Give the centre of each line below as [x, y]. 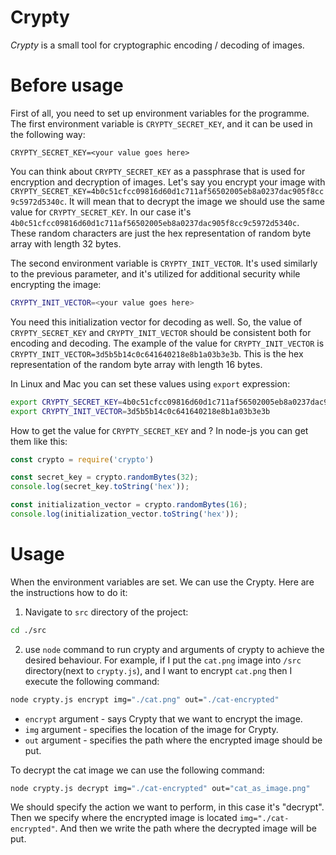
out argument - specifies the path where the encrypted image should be [173, 740]
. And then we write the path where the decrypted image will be [185, 828]
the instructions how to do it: [69, 592]
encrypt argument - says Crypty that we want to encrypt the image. [163, 718]
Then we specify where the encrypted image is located [124, 818]
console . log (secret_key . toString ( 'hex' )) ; [100, 487]
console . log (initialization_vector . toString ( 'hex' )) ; [125, 514]
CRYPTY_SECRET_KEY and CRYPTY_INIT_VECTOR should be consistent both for [161, 332]
